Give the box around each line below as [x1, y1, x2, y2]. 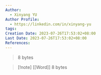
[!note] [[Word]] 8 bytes [17, 64, 67, 70]
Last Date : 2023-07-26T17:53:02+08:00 [5, 36, 87, 41]
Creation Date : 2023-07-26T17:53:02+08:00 [5, 31, 96, 36]
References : [5, 41, 30, 46]
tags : [5, 26, 17, 31]
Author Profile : [5, 17, 39, 22]
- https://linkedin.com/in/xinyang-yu [10, 21, 92, 27]
